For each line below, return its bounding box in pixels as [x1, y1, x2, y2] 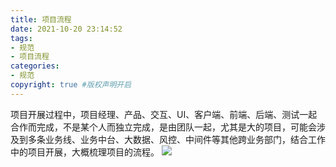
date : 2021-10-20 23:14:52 [10, 24, 123, 34]
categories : [10, 61, 60, 71]
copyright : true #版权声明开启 [10, 80, 132, 90]
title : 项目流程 [10, 14, 72, 25]
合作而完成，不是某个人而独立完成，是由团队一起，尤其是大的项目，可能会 [10, 121, 317, 133]
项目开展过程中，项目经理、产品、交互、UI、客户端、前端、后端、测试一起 [10, 108, 318, 120]
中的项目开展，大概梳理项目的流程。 [10, 146, 160, 158]
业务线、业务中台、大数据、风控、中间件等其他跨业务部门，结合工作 [44, 133, 326, 145]
